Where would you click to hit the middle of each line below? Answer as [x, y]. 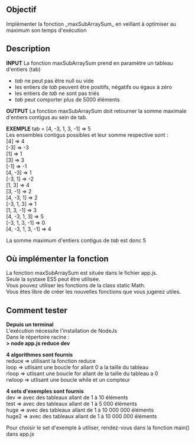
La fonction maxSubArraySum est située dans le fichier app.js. [82, 273]
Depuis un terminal [30, 324]
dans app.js [20, 434]
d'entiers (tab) [23, 69]
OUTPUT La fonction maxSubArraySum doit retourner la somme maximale [97, 111]
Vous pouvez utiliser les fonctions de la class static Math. [76, 286]
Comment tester [37, 310]
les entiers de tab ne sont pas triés [57, 93]
